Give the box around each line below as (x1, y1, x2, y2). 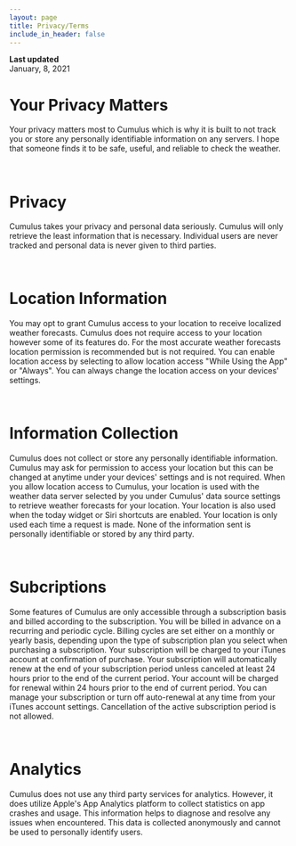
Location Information (9, 289, 167, 308)
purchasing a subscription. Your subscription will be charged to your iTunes (9, 645, 286, 655)
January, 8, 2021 (9, 63, 70, 74)
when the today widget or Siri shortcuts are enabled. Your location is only (9, 510, 278, 521)
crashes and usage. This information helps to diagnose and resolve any (9, 808, 271, 818)
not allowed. (9, 710, 54, 722)
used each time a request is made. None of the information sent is (9, 519, 252, 530)
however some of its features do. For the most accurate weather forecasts (9, 337, 282, 348)
